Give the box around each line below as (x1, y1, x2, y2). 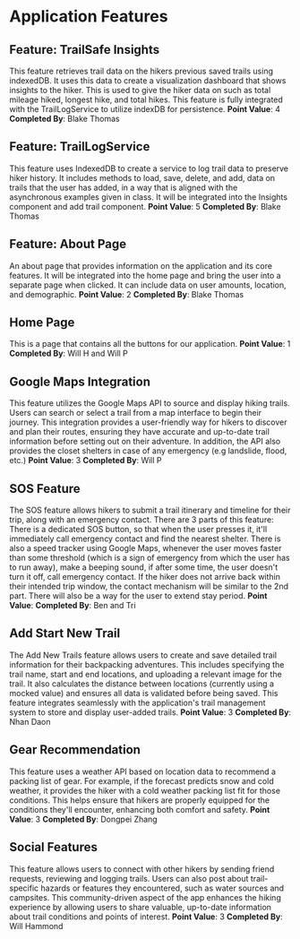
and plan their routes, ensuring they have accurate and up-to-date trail (9, 426, 270, 437)
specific (9, 883, 39, 893)
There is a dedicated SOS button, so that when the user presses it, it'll (9, 524, 268, 535)
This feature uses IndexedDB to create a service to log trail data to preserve (9, 163, 289, 174)
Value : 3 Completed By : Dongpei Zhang (9, 814, 159, 824)
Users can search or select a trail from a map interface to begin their (9, 408, 262, 418)
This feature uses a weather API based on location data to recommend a (9, 766, 276, 777)
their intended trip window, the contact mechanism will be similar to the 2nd (9, 581, 289, 592)
